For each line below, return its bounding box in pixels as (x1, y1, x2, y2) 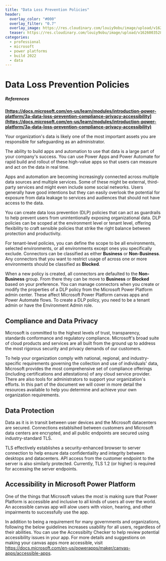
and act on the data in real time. (5, 164, 70, 170)
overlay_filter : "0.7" (9, 21, 56, 26)
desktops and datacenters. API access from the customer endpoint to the (5, 456, 155, 462)
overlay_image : (9, 26, 41, 31)
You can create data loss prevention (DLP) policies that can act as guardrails (5, 210, 161, 216)
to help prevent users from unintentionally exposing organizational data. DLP (5, 215, 161, 221)
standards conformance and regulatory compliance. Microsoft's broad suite (5, 335, 159, 341)
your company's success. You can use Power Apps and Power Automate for (5, 154, 161, 160)
